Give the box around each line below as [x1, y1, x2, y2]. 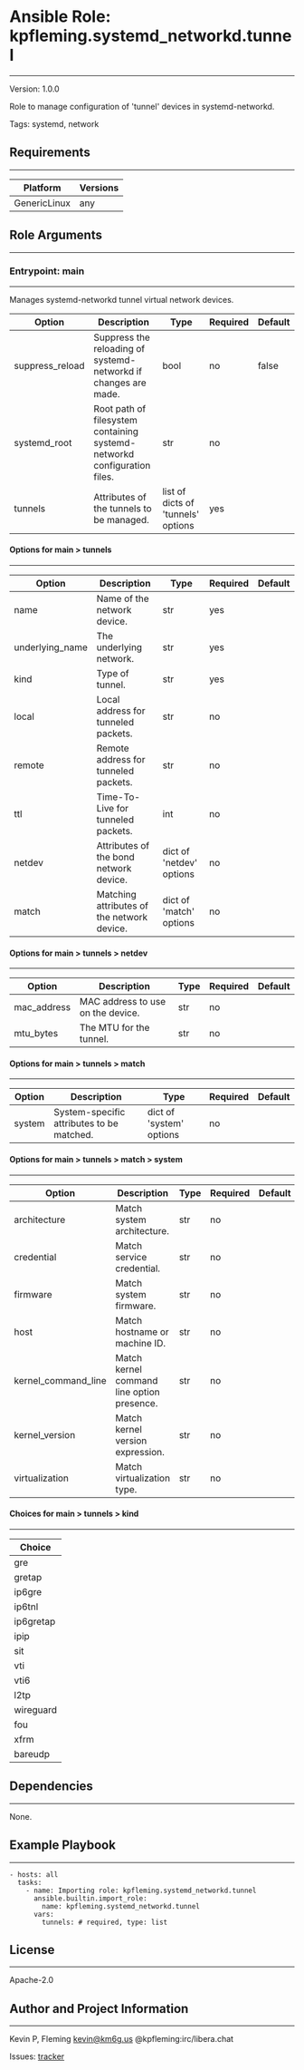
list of [162, 485, 186, 498]
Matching [96, 889, 138, 901]
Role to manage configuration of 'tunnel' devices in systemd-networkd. [9, 101, 275, 112]
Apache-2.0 [9, 1975, 54, 1986]
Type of [96, 667, 129, 680]
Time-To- [96, 791, 140, 803]
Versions [79, 181, 119, 194]
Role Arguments [9, 228, 102, 243]
